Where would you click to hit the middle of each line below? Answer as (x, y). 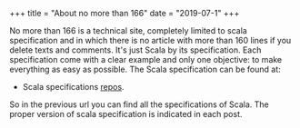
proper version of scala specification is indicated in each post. (126, 114)
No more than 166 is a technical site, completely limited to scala (128, 30)
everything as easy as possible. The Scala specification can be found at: (145, 69)
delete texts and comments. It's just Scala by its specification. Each (135, 50)
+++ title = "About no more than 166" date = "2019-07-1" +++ (125, 13)
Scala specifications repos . (73, 87)
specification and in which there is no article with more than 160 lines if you (150, 40)
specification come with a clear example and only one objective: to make (146, 59)
